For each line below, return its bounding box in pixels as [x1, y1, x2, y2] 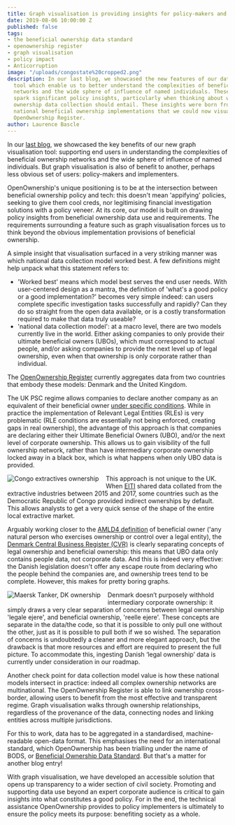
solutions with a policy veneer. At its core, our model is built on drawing [7, 206, 213, 214]
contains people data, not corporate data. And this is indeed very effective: [7, 554, 224, 563]
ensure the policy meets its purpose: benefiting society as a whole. [7, 810, 201, 818]
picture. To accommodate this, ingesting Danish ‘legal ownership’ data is [7, 650, 216, 658]
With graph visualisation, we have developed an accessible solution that [7, 773, 215, 781]
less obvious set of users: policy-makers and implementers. [7, 169, 180, 178]
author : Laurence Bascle [7, 120, 80, 128]
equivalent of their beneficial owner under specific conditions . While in [7, 401, 211, 409]
